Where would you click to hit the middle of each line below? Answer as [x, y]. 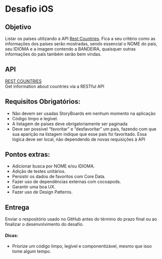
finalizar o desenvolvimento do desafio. [44, 224]
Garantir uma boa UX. [34, 187]
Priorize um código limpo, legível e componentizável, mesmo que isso [82, 246]
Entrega [17, 207]
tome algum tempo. [32, 251]
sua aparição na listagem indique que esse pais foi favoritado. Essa [79, 134]
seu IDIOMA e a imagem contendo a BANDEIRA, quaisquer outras [70, 49]
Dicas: [12, 235]
